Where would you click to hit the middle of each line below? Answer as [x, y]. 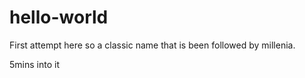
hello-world [59, 17]
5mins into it [34, 64]
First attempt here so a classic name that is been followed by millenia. [152, 45]
